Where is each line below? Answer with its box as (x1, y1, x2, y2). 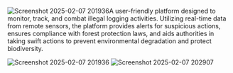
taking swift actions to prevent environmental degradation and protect (7, 37, 212, 45)
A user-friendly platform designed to (109, 7, 216, 15)
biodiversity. (7, 45, 44, 52)
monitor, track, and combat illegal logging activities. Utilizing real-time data (7, 14, 227, 23)
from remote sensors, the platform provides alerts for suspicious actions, (7, 22, 221, 30)
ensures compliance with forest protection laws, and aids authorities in (7, 29, 215, 38)
